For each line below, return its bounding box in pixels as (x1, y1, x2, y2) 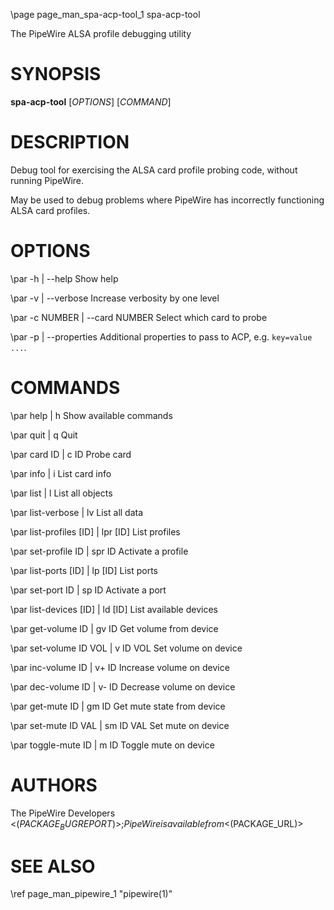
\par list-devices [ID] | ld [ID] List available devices (10, 603, 218, 615)
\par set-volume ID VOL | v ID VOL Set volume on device (10, 642, 243, 654)
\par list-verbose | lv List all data (10, 506, 144, 518)
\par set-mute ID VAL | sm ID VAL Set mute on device (10, 719, 230, 731)
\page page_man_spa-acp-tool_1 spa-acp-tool (10, 9, 201, 20)
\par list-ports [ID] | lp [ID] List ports (10, 564, 158, 576)
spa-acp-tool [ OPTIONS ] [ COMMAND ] (10, 95, 172, 108)
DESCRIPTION (10, 131, 130, 154)
